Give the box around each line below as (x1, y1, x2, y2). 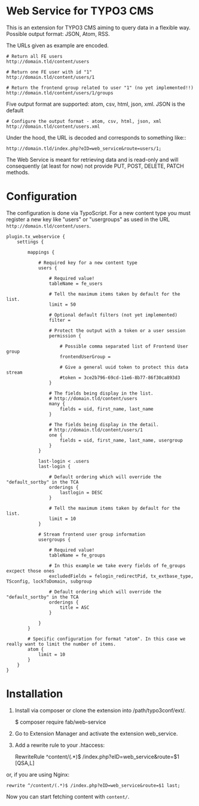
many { (48, 401, 66, 407)
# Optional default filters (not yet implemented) (48, 312, 178, 318)
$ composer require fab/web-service (14, 718, 106, 725)
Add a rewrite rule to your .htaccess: (14, 742, 105, 749)
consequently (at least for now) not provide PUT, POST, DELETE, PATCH (6, 162, 184, 170)
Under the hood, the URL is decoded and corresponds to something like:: (6, 134, 186, 141)
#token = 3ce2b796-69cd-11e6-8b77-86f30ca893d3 (59, 374, 180, 380)
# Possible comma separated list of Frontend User (59, 343, 188, 349)
